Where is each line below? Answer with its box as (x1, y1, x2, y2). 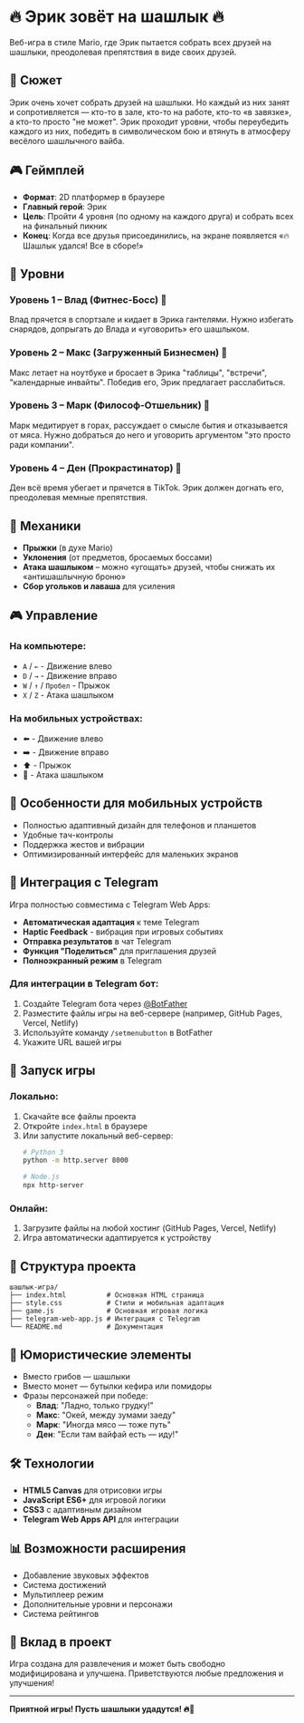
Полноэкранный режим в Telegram (22, 954, 163, 966)
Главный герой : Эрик (22, 201, 107, 212)
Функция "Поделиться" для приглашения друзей (22, 945, 217, 956)
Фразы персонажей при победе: (22, 1389, 148, 1401)
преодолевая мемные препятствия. (9, 492, 148, 503)
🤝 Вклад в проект (9, 1634, 112, 1650)
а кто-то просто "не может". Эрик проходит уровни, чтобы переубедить (9, 116, 290, 127)
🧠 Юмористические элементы (9, 1347, 192, 1362)
